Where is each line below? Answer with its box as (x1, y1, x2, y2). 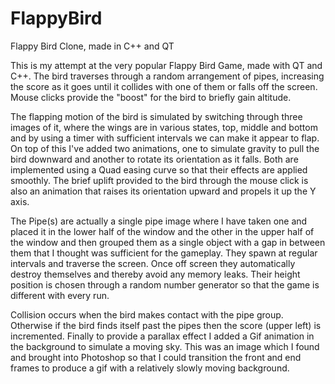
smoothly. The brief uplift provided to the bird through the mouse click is (10, 174, 309, 186)
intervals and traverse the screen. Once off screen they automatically (10, 257, 296, 269)
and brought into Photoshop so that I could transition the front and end (10, 351, 302, 363)
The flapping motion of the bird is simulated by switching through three (10, 110, 303, 122)
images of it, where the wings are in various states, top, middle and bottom (10, 121, 318, 133)
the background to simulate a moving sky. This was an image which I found (10, 340, 320, 352)
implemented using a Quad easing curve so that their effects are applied (10, 163, 308, 176)
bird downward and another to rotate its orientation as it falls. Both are (10, 153, 299, 165)
